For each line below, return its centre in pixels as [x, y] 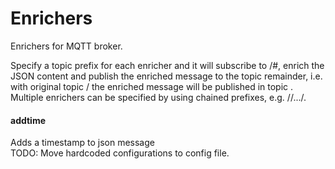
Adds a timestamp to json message [82, 143]
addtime [28, 120]
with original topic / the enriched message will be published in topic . [152, 86]
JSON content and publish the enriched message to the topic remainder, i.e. [166, 76]
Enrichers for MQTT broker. [66, 46]
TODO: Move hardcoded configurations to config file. [120, 153]
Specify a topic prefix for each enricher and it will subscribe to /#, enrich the [167, 65]
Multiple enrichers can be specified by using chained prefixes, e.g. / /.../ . [158, 97]
